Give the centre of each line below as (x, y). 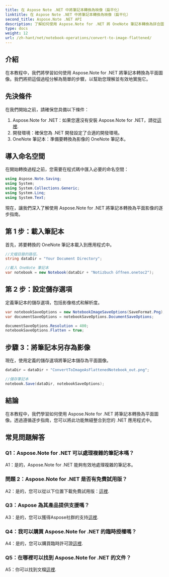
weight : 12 (17, 33)
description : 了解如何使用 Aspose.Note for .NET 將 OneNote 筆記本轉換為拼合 (83, 24)
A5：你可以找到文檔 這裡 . (31, 569)
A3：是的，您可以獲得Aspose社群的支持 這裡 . (52, 517)
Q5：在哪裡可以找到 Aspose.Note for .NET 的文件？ (68, 558)
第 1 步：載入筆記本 (35, 232)
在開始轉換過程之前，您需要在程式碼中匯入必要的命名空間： (67, 170)
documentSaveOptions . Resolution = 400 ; (47, 326)
